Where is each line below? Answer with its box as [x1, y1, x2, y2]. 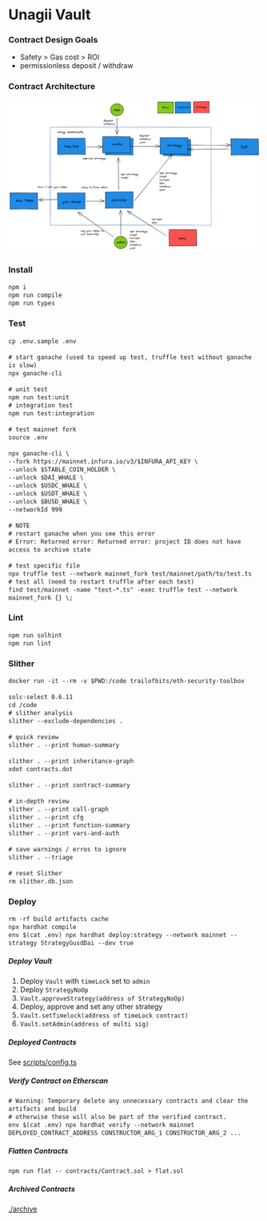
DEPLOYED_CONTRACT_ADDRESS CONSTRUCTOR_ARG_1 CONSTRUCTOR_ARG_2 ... [8, 1129, 241, 1138]
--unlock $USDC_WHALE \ [8, 481, 88, 490]
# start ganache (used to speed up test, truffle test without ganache [8, 353, 252, 362]
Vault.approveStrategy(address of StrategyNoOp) [19, 995, 185, 1003]
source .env [8, 433, 48, 442]
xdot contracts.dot [8, 766, 74, 774]
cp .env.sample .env [8, 337, 78, 346]
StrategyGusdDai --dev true [40, 940, 134, 948]
